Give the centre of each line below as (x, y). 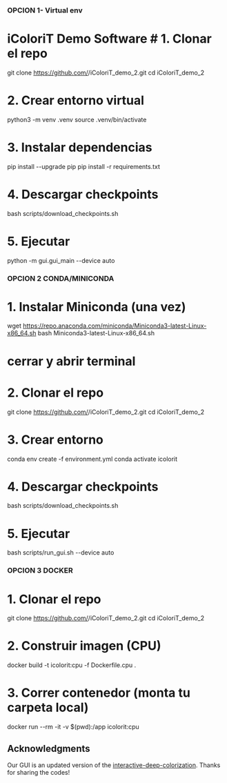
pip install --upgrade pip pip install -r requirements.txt (84, 166)
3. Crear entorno (55, 439)
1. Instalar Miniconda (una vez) (97, 307)
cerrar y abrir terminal (71, 361)
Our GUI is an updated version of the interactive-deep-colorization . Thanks (114, 765)
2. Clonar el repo (56, 393)
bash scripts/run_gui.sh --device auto (61, 553)
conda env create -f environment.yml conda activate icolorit (92, 459)
